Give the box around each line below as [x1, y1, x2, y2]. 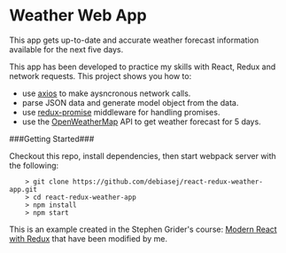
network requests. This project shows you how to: [9, 70, 192, 81]
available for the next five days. [9, 43, 124, 54]
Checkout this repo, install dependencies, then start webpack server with [9, 150, 276, 161]
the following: [9, 160, 59, 170]
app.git [9, 185, 38, 194]
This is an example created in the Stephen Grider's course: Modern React [9, 224, 277, 234]
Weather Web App [9, 5, 148, 26]
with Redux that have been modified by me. [9, 233, 168, 244]
